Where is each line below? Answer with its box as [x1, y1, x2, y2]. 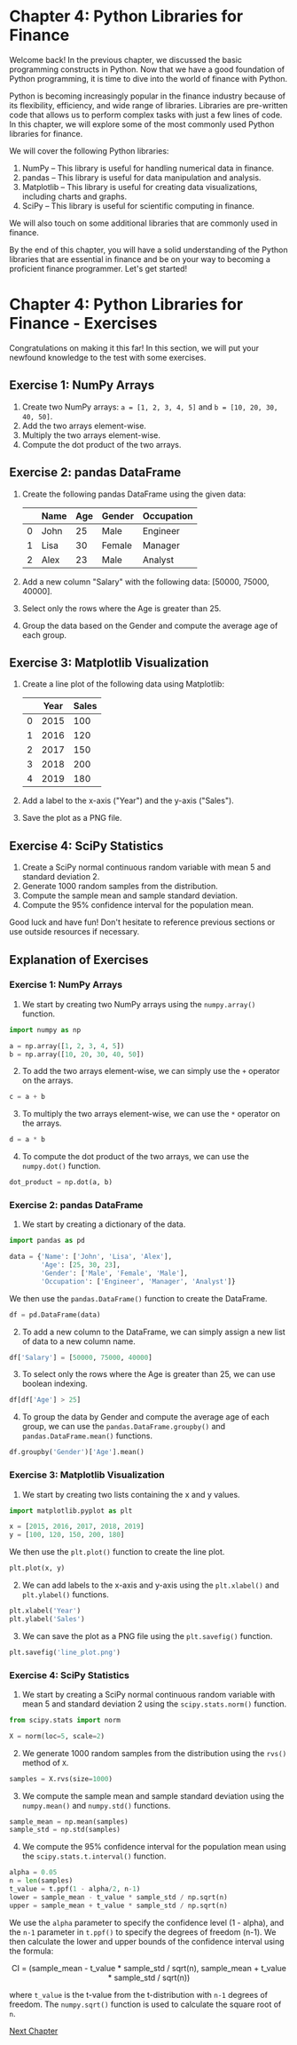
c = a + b [9, 1093, 46, 1102]
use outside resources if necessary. [9, 927, 140, 937]
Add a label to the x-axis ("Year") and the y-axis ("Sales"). [21, 795, 235, 806]
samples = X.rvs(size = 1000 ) [9, 1774, 113, 1783]
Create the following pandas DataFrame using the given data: [21, 489, 246, 499]
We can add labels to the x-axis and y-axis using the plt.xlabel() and [21, 1580, 279, 1591]
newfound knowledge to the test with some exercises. [9, 352, 207, 362]
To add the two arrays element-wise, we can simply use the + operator [21, 1066, 280, 1077]
